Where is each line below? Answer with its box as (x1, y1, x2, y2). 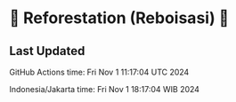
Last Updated (9, 43, 85, 59)
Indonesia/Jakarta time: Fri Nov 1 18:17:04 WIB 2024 (9, 84, 200, 94)
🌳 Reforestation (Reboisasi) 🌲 (9, 8, 230, 28)
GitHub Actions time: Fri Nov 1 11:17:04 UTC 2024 (9, 67, 190, 77)
